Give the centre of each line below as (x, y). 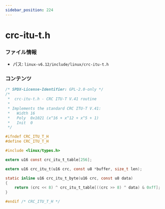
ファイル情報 (21, 52)
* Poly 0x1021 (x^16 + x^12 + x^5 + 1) (53, 118)
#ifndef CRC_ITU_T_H (27, 137)
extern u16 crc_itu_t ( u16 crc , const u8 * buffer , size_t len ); (74, 169)
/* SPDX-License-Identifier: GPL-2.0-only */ (54, 90)
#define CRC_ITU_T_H (27, 141)
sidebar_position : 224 (29, 10)
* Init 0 (20, 123)
